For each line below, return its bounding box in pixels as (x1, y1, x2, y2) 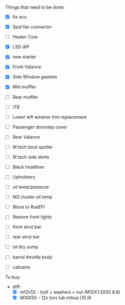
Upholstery (12, 174, 36, 180)
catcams (12, 264, 30, 270)
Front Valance (12, 64, 41, 70)
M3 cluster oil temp (12, 194, 52, 200)
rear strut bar (12, 234, 40, 240)
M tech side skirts (12, 154, 49, 160)
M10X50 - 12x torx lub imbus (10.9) (19, 295, 92, 301)
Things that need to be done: (5, 4, 65, 10)
